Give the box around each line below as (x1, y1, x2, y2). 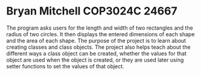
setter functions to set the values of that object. (6, 62, 125, 70)
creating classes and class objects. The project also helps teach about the (6, 43, 191, 51)
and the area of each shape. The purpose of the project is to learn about (6, 37, 186, 44)
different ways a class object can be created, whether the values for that (6, 49, 187, 57)
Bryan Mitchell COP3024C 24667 (6, 4, 177, 18)
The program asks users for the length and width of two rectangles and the (6, 24, 193, 31)
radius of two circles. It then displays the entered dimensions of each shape (6, 30, 195, 37)
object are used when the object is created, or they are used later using (6, 56, 184, 63)
